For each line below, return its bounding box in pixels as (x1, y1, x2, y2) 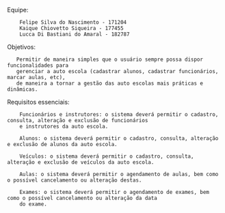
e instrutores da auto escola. (19, 123, 109, 130)
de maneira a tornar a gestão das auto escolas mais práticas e (16, 80, 204, 87)
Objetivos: (7, 43, 36, 51)
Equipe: (7, 6, 29, 14)
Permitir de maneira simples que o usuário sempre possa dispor (16, 56, 204, 63)
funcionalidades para (7, 62, 69, 69)
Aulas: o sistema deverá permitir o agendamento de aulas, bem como (19, 171, 219, 177)
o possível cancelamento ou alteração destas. (7, 177, 142, 184)
